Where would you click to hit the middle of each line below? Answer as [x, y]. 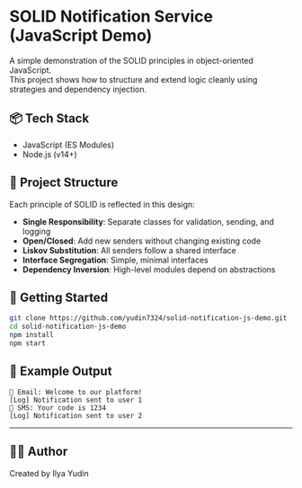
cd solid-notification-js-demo [68, 327]
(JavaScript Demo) [81, 35]
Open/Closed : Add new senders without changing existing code [142, 241]
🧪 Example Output [61, 372]
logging [36, 231]
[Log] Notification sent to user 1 [76, 400]
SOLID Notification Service [111, 17]
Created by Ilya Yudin [49, 473]
